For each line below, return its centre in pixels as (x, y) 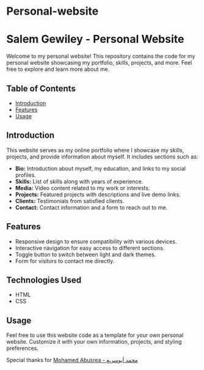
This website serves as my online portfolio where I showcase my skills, (95, 150)
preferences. (22, 348)
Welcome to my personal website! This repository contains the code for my (101, 56)
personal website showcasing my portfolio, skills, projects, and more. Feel (99, 63)
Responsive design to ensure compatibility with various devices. (96, 241)
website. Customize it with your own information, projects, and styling (94, 342)
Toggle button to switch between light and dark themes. (86, 254)
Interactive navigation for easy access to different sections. (90, 248)
